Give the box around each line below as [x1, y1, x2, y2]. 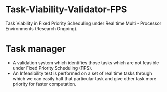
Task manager [5, 43, 66, 55]
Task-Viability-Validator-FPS [5, 4, 127, 15]
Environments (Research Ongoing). [5, 25, 78, 31]
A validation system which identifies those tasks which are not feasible [12, 59, 159, 66]
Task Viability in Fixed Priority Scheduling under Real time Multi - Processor [5, 20, 162, 26]
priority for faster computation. [12, 81, 77, 87]
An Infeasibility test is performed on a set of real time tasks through [12, 70, 152, 76]
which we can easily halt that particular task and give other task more [12, 75, 157, 81]
